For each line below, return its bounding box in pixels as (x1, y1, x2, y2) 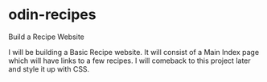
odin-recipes (8, 6, 97, 24)
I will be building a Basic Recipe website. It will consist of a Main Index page (8, 47, 260, 57)
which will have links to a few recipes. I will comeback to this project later (8, 56, 251, 65)
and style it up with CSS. (8, 64, 90, 73)
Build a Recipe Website (8, 32, 84, 41)
